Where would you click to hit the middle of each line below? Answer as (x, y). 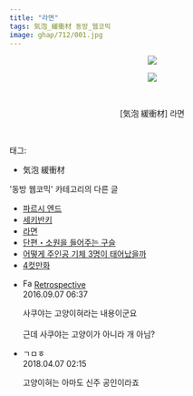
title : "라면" (34, 18)
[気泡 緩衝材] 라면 (152, 114)
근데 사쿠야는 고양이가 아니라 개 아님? (89, 334)
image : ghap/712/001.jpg (56, 35)
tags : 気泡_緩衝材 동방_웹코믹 (60, 26)
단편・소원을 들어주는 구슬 (69, 243)
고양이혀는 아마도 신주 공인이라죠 (81, 382)
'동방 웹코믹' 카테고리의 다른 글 (64, 189)
